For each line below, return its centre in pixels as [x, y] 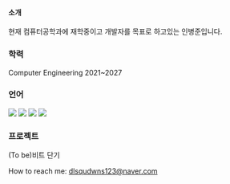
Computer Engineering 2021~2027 [65, 72]
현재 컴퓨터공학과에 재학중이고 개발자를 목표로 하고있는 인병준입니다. [115, 31]
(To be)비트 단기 [34, 155]
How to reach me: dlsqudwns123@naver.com [83, 171]
